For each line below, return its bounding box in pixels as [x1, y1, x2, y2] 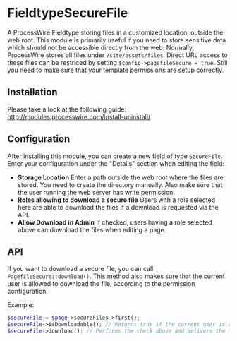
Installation [7, 86, 58, 98]
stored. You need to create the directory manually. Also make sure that [17, 180, 223, 189]
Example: [7, 301, 35, 309]
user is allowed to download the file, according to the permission [7, 280, 195, 288]
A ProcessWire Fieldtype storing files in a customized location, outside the [7, 28, 224, 37]
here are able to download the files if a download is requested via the [17, 203, 219, 211]
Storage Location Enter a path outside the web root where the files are [17, 173, 224, 181]
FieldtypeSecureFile [7, 5, 128, 21]
